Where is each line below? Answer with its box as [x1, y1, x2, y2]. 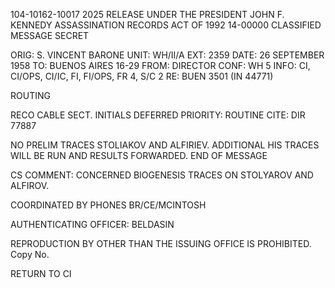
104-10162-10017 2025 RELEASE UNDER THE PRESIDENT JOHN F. [10, 9, 285, 20]
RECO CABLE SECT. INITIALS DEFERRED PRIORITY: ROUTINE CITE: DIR [10, 109, 306, 121]
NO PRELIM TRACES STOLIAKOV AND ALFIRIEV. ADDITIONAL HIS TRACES [10, 139, 320, 151]
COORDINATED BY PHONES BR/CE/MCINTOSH [10, 199, 207, 211]
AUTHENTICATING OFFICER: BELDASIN [10, 219, 175, 230]
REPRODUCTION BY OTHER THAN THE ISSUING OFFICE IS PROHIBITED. [10, 238, 312, 249]
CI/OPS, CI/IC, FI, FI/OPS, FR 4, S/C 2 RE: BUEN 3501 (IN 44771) [10, 70, 274, 82]
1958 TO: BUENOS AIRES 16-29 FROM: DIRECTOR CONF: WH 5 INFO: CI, [10, 60, 311, 71]
